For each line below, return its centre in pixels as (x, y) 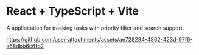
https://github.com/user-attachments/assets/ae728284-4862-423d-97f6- (100, 39)
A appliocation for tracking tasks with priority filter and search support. (95, 28)
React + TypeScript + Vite (72, 11)
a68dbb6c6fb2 (25, 46)
